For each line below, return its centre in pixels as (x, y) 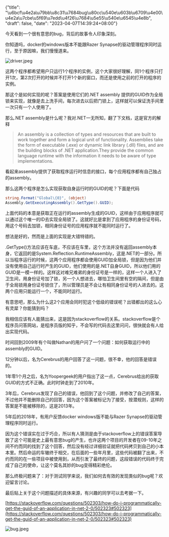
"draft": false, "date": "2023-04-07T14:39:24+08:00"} (61, 23)
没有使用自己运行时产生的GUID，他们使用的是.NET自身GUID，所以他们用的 (83, 266)
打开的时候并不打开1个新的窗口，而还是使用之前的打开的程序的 (97, 77)
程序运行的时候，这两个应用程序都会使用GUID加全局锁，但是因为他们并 (88, 260)
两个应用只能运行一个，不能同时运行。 (45, 291)
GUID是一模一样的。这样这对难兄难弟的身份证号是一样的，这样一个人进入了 (83, 272)
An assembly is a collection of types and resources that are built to (87, 134)
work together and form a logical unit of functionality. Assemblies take (90, 140)
